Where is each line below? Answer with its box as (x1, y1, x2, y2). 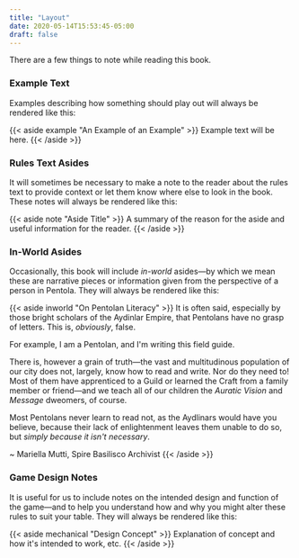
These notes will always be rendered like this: (9, 195, 178, 207)
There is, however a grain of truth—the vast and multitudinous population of (9, 356, 290, 367)
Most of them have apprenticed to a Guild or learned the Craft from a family (9, 375, 289, 387)
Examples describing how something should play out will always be (9, 97, 259, 108)
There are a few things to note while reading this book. (9, 55, 212, 66)
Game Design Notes (9, 472, 99, 484)
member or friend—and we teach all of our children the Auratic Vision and (9, 385, 283, 396)
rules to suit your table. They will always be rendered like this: (9, 510, 238, 522)
